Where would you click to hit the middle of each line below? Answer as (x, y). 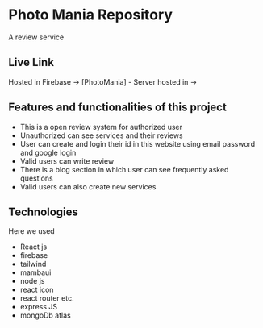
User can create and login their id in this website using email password (138, 143)
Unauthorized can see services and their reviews (101, 135)
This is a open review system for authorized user (101, 127)
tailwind (33, 264)
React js (33, 247)
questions (37, 178)
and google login (48, 152)
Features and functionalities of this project (118, 108)
